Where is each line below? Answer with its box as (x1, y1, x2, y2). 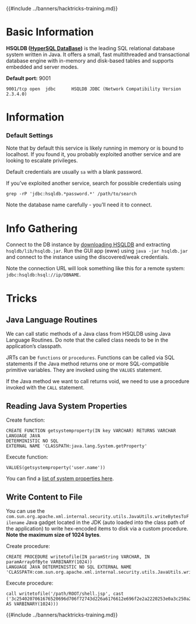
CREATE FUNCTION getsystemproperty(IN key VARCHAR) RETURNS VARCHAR (6, 428, 176, 434)
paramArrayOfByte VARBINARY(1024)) (6, 559, 93, 565)
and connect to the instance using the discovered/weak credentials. (6, 254, 169, 261)
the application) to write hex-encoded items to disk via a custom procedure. (6, 525, 188, 532)
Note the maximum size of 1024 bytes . (6, 531, 101, 538)
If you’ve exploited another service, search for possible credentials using (6, 180, 181, 187)
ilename (6, 520, 25, 526)
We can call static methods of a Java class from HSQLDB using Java (6, 330, 171, 337)
